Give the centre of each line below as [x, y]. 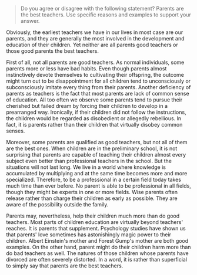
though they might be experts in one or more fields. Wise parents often [92, 192]
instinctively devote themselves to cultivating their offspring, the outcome [95, 75]
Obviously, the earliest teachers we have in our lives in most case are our [95, 32]
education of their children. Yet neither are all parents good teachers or [92, 45]
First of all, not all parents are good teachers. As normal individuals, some [95, 62]
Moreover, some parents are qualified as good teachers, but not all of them [97, 142]
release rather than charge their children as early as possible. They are [92, 198]
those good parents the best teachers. [52, 51]
